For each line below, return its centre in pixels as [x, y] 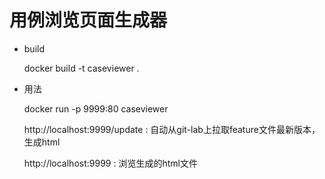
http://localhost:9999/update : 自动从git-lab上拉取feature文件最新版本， [172, 129]
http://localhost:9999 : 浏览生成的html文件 [110, 163]
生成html [42, 142]
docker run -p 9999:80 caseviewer [96, 108]
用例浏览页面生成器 [88, 20]
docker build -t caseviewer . [81, 68]
